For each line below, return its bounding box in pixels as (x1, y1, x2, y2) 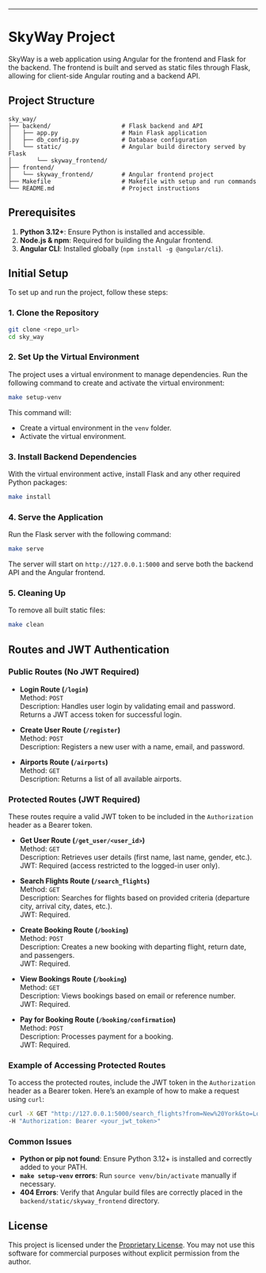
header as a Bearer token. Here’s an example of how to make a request (8, 1086, 240, 1096)
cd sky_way (8, 333, 44, 341)
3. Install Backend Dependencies (8, 451, 137, 462)
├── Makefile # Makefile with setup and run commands (8, 177, 257, 185)
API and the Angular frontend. (8, 567, 105, 577)
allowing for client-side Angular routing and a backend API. (8, 71, 200, 80)
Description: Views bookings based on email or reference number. (19, 991, 236, 1000)
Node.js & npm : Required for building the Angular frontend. (19, 235, 214, 245)
